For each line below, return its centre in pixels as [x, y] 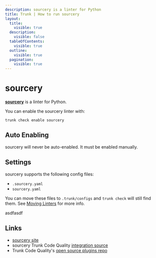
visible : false [29, 37]
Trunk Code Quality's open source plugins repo [60, 250]
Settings [18, 162]
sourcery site [25, 240]
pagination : [22, 60]
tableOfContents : [27, 42]
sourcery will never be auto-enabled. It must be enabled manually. [71, 147]
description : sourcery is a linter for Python [53, 10]
